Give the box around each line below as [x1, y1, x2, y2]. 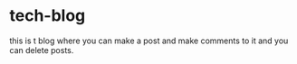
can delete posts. [9, 44, 74, 55]
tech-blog [9, 5, 86, 26]
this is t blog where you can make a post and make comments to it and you [9, 35, 289, 46]
